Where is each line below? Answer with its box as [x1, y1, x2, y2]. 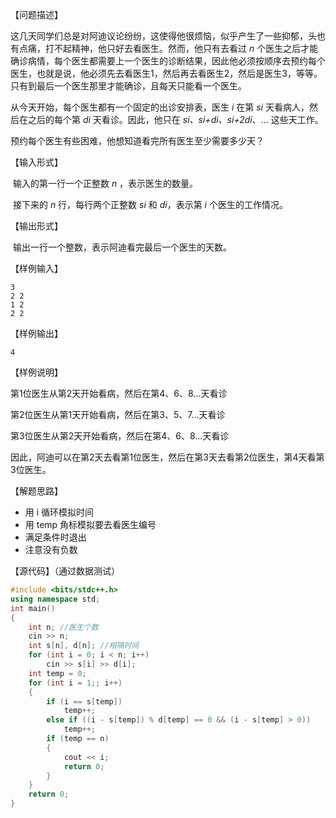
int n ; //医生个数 [28, 622, 99, 632]
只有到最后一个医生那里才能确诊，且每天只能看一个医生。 [10, 80, 247, 92]
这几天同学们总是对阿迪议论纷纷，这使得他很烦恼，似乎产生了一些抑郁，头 [10, 30, 317, 42]
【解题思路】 [10, 485, 63, 497]
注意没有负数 [24, 544, 78, 555]
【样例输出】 [10, 328, 63, 339]
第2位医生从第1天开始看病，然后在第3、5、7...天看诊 [10, 409, 226, 420]
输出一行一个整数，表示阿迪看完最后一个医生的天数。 [12, 241, 232, 253]
